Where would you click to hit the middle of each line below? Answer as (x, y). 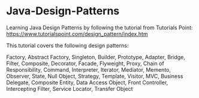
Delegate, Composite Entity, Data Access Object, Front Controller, (87, 82)
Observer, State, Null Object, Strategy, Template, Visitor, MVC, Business (95, 76)
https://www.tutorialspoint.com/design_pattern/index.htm (77, 33)
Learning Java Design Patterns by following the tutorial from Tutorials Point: (99, 27)
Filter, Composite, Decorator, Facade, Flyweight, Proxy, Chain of (85, 63)
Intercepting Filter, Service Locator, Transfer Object (70, 88)
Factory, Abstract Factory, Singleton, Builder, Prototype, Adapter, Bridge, (96, 57)
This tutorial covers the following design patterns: (67, 45)
